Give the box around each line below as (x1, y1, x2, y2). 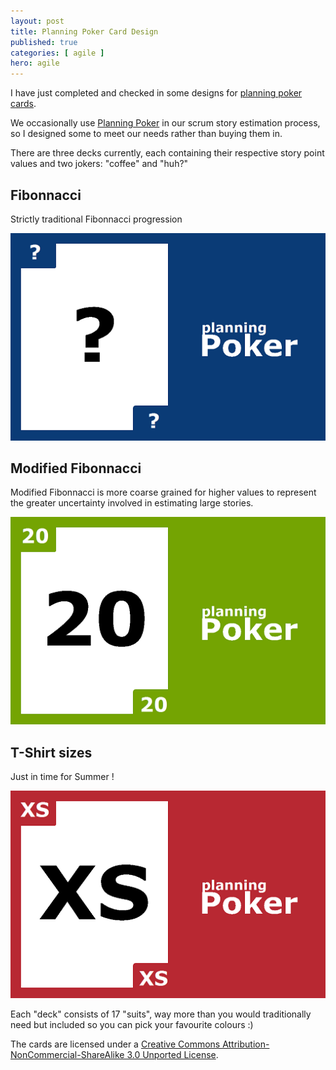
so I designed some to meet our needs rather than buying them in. (10, 128, 283, 140)
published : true (10, 37, 78, 47)
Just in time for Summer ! (10, 771, 115, 783)
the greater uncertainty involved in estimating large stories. (10, 497, 254, 509)
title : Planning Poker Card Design (10, 26, 159, 37)
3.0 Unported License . (126, 1048, 219, 1060)
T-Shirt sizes (10, 744, 93, 761)
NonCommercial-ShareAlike (10, 1048, 125, 1060)
